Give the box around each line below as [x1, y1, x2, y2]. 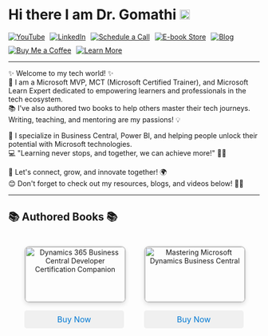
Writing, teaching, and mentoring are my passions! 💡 [8, 114, 181, 125]
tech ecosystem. [8, 94, 63, 104]
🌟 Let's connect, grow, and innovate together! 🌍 [8, 167, 167, 176]
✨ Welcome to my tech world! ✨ [8, 68, 114, 77]
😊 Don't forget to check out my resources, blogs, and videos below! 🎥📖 [8, 178, 244, 188]
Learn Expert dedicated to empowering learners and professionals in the [8, 85, 246, 95]
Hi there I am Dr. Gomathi [8, 6, 177, 24]
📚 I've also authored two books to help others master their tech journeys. [8, 103, 250, 113]
